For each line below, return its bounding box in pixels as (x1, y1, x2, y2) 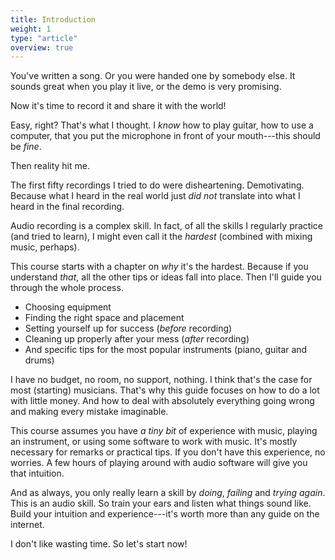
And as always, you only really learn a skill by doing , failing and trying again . (10, 487, 326, 499)
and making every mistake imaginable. (10, 406, 169, 418)
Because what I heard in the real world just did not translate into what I (10, 190, 301, 202)
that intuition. (10, 467, 65, 480)
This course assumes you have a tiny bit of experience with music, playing (10, 425, 318, 437)
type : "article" (10, 33, 78, 43)
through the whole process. (10, 282, 124, 294)
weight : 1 (10, 24, 52, 34)
